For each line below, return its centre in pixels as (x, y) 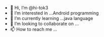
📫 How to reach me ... (33, 29)
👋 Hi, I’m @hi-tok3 (29, 8)
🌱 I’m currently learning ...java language (51, 18)
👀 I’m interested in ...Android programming (54, 13)
